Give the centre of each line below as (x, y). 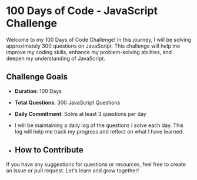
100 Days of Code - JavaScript (82, 11)
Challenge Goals (37, 77)
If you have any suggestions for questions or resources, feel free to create (96, 164)
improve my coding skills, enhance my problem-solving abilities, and (89, 52)
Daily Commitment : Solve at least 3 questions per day (81, 114)
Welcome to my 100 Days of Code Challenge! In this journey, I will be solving (99, 39)
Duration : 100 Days (38, 91)
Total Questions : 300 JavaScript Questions (67, 102)
